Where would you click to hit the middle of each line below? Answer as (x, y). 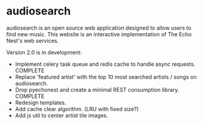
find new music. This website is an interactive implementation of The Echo (99, 34)
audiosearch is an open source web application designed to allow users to (99, 28)
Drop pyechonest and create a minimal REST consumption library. (97, 89)
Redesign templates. (41, 102)
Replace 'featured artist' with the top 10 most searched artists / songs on (106, 77)
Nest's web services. (32, 40)
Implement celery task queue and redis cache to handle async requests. (105, 64)
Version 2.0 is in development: (44, 52)
